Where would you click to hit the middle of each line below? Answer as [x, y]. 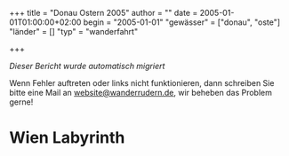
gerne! [21, 102]
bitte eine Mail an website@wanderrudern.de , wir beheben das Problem [141, 93]
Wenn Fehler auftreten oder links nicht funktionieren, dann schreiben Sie [142, 83]
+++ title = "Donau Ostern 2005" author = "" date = [104, 13]
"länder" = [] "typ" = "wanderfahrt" [74, 31]
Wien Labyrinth [67, 138]
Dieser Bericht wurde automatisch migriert [87, 66]
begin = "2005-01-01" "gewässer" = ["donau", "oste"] [182, 22]
